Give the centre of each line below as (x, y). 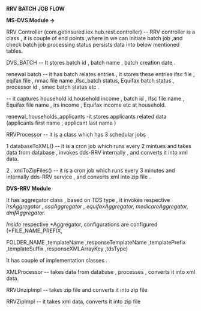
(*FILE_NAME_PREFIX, (34, 231)
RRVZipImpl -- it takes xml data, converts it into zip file (73, 301)
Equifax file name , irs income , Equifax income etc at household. (86, 105)
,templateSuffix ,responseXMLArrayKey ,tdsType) (67, 249)
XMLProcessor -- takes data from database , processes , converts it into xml (101, 272)
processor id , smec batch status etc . (53, 87)
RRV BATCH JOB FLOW (35, 9)
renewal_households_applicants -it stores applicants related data (86, 117)
